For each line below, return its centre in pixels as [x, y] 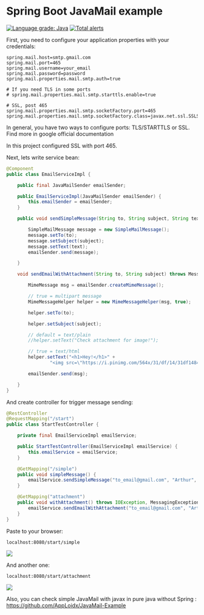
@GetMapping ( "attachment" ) [51, 497]
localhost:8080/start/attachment [49, 576]
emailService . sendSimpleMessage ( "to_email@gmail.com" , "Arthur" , [113, 480]
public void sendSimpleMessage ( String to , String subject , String [103, 219]
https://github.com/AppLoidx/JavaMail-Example [66, 605]
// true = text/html [54, 351]
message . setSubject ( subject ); [66, 241]
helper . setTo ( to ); [51, 313]
